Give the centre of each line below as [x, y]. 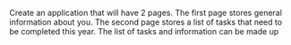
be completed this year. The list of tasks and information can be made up [144, 31]
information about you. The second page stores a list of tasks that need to [146, 22]
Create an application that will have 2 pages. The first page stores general [145, 13]
